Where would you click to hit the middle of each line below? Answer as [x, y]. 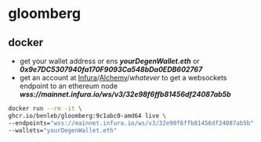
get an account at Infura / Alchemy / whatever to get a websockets [123, 78]
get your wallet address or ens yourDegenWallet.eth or [109, 61]
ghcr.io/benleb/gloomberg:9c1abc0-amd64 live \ [87, 115]
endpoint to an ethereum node [69, 86]
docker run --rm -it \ [45, 108]
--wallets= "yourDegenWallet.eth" [63, 130]
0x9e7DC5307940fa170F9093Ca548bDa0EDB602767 [111, 69]
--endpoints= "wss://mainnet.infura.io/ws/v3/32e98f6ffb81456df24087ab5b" [131, 123]
